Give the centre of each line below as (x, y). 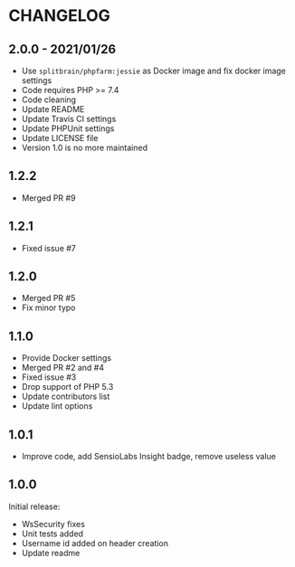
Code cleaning (49, 99)
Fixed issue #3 (49, 377)
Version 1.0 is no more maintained (85, 147)
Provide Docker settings (67, 358)
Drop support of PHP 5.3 (67, 387)
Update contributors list (66, 397)
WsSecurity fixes (53, 524)
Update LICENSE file (60, 138)
